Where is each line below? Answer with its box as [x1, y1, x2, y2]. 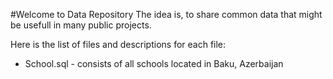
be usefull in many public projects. [10, 19, 152, 31]
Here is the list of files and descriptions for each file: [10, 39, 227, 50]
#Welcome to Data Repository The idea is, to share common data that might [10, 9, 323, 20]
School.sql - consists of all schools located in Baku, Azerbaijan [24, 58, 284, 69]
